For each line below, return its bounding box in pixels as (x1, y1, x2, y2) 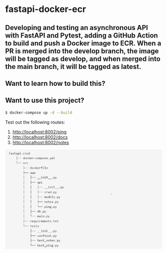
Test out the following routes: (5, 119, 65, 125)
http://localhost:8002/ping (12, 129, 67, 135)
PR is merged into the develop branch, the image (5, 46, 159, 55)
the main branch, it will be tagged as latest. (5, 62, 142, 71)
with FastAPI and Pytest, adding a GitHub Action (5, 31, 158, 39)
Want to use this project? (5, 96, 85, 105)
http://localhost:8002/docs (12, 134, 68, 140)
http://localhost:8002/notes (12, 139, 69, 145)
